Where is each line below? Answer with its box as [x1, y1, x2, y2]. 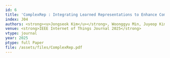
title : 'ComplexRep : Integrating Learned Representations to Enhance [5, 12, 157, 17]
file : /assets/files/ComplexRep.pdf [5, 45, 82, 50]
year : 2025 [5, 36, 28, 41]
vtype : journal [5, 31, 37, 36]
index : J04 [5, 17, 28, 22]
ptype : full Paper [5, 40, 44, 45]
